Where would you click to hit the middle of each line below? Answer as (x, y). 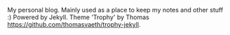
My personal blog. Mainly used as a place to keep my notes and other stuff (115, 10)
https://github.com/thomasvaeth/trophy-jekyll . (74, 24)
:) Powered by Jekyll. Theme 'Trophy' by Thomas (78, 17)
